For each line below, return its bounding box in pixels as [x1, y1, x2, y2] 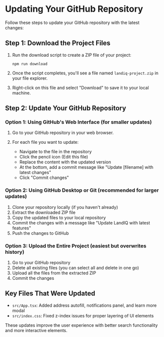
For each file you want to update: [12, 139, 79, 145]
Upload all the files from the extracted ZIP [12, 270, 96, 276]
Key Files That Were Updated [5, 290, 95, 298]
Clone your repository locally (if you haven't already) [12, 204, 118, 210]
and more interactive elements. [5, 327, 67, 333]
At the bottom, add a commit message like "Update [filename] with [19, 164, 154, 170]
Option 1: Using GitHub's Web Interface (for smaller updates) [5, 119, 152, 126]
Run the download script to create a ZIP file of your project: [12, 52, 132, 58]
